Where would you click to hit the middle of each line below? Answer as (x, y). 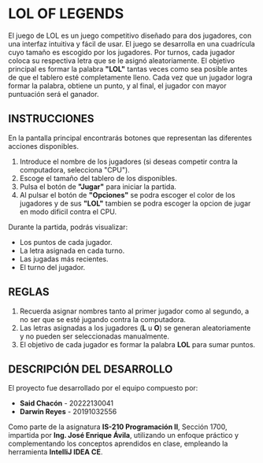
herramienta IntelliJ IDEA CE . (56, 452)
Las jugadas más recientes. (64, 259)
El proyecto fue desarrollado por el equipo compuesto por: (103, 388)
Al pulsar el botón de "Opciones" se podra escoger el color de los (127, 194)
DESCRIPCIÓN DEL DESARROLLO (91, 369)
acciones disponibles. (43, 146)
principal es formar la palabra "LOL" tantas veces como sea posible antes (128, 69)
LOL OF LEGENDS (66, 14)
